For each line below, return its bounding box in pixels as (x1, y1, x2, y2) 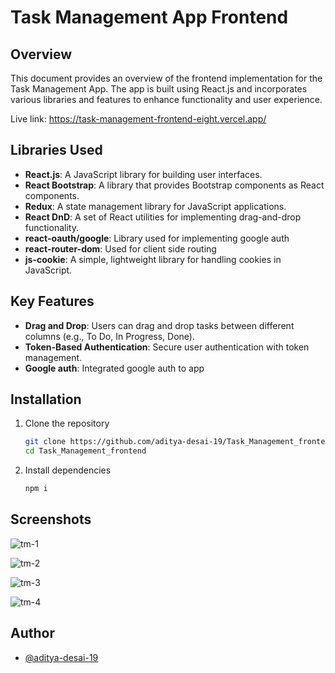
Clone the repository (24, 417, 110, 430)
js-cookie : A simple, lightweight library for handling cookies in (24, 253, 282, 265)
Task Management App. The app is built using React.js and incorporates (10, 83, 308, 95)
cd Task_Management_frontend (24, 446, 147, 456)
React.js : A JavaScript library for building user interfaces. (24, 168, 263, 180)
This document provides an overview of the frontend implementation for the (10, 72, 323, 84)
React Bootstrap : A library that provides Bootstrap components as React (24, 179, 325, 191)
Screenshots (10, 511, 92, 528)
